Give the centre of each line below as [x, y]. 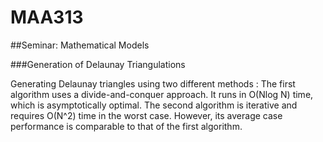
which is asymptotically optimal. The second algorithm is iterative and [154, 105]
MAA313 [47, 17]
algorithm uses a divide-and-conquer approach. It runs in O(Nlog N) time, [162, 94]
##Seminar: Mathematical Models [80, 45]
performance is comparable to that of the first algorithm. [126, 126]
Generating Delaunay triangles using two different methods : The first [153, 83]
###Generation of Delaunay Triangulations [98, 64]
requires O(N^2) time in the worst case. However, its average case [146, 115]
